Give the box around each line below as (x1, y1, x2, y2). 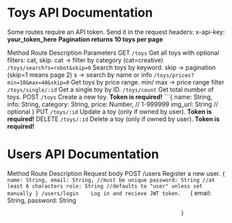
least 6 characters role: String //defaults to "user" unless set (7, 182, 203, 190)
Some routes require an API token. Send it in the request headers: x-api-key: (7, 28, 225, 36)
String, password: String (7, 196, 76, 204)
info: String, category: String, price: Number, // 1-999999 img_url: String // (7, 100, 218, 108)
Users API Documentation (7, 147, 159, 162)
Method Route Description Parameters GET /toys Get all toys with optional (7, 48, 220, 57)
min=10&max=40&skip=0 (7, 79, 70, 86)
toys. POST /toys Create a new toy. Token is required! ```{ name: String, (7, 92, 213, 101)
